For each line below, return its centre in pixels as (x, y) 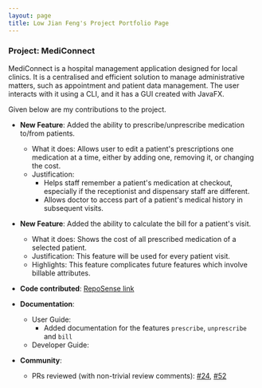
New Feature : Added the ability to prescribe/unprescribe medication (132, 125)
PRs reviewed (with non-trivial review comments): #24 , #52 (129, 375)
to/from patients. (47, 133)
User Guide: (51, 319)
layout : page (30, 16)
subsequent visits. (73, 208)
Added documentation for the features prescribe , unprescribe (145, 327)
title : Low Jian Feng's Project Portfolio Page (89, 23)
